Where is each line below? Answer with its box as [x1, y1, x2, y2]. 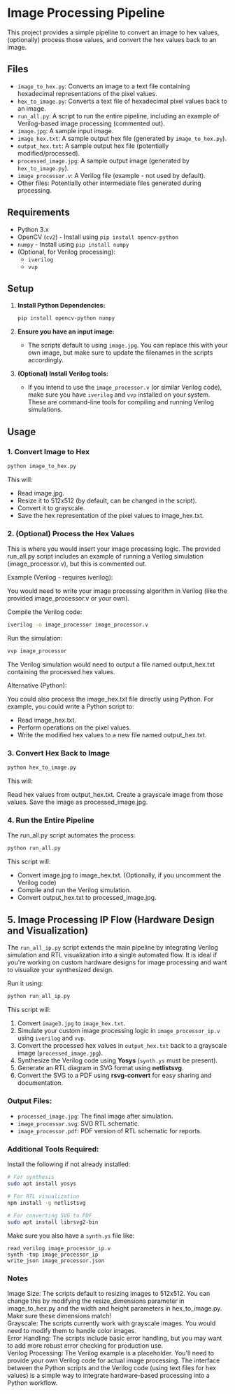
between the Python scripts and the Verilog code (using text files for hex [7, 1364, 217, 1372]
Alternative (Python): [7, 681, 67, 690]
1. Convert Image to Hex [7, 446, 90, 456]
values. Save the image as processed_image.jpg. [7, 798, 148, 807]
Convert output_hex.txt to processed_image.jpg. [17, 894, 157, 902]
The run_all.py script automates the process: [7, 831, 136, 840]
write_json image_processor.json [7, 1257, 105, 1264]
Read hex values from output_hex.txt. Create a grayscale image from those [7, 791, 224, 799]
